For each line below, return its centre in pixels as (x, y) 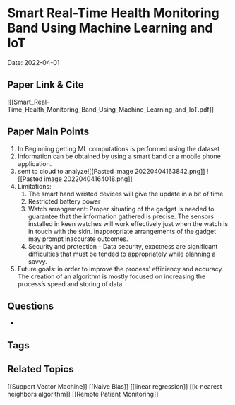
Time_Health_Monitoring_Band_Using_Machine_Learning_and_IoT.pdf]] (110, 109)
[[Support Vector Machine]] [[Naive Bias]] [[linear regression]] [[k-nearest (115, 386)
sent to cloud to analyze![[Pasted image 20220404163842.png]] (111, 171)
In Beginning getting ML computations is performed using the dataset (119, 148)
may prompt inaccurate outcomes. (78, 239)
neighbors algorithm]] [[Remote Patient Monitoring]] (83, 394)
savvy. (37, 261)
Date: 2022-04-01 (34, 62)
